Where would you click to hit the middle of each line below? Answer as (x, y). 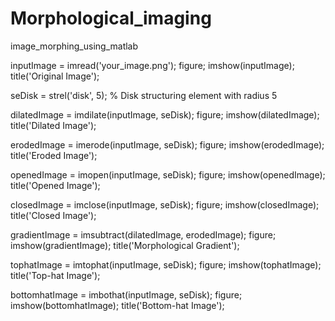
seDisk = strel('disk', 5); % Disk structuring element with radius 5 (144, 95)
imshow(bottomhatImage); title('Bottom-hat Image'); (117, 305)
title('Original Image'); (55, 76)
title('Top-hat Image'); (55, 275)
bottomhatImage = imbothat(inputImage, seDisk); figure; (126, 294)
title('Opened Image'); (55, 185)
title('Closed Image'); (53, 215)
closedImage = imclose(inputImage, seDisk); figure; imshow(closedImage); (165, 204)
